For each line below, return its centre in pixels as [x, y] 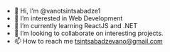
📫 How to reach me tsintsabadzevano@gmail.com [89, 41]
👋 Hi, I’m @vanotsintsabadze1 [57, 11]
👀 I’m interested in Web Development [68, 18]
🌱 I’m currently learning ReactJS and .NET [75, 26]
